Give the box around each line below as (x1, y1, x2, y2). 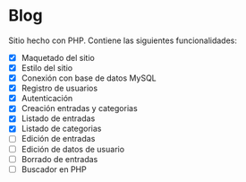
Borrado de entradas (21, 153, 98, 164)
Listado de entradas (21, 113, 96, 124)
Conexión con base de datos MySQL (21, 73, 157, 83)
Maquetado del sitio (21, 52, 95, 63)
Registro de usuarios (21, 82, 98, 94)
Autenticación (21, 93, 73, 104)
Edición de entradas (21, 134, 96, 144)
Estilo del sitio (21, 63, 73, 73)
